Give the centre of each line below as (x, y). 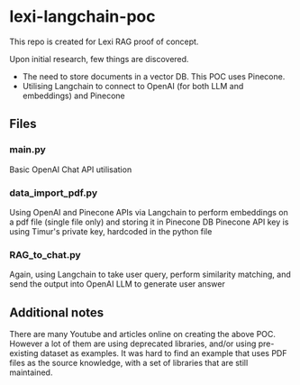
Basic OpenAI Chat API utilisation (71, 170)
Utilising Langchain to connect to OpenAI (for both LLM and (133, 86)
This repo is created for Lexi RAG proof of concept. (104, 41)
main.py (28, 150)
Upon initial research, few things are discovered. (99, 59)
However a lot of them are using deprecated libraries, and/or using (133, 344)
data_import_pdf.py (53, 193)
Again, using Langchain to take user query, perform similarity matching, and (150, 275)
